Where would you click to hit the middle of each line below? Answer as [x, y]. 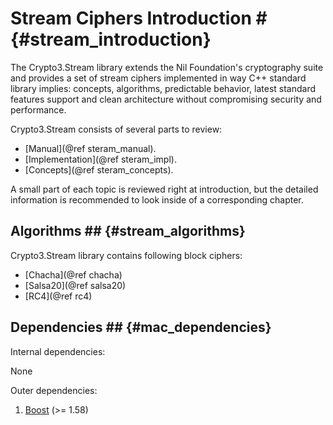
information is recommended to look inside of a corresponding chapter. [157, 199]
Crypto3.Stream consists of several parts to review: [116, 129]
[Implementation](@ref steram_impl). [100, 159]
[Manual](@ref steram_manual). [90, 148]
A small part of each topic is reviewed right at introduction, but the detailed [164, 189]
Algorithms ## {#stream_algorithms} [128, 231]
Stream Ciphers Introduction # [139, 18]
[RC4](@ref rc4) [58, 296]
